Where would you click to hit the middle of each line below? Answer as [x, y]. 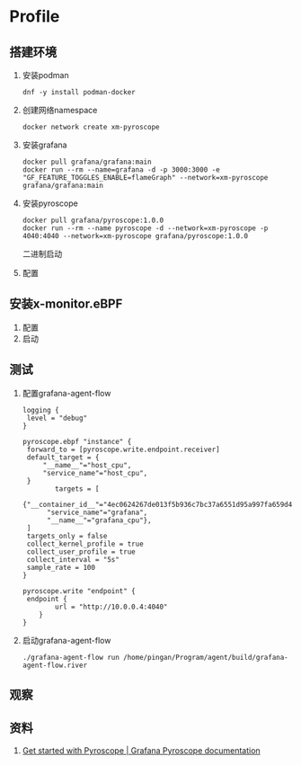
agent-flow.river [55, 665]
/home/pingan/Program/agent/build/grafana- [206, 657]
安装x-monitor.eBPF [66, 304]
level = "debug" [57, 418]
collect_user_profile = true [81, 552]
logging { [41, 410]
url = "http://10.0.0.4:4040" [111, 607]
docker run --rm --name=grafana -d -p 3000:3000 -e [121, 170]
